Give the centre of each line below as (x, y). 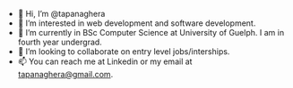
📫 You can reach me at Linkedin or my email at (105, 61)
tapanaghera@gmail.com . (65, 74)
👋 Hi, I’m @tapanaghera (61, 14)
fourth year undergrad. (60, 42)
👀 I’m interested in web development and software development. (137, 23)
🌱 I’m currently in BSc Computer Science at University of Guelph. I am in (151, 32)
